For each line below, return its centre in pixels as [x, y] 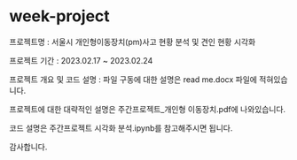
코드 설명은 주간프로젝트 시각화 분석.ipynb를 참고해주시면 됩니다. [121, 128]
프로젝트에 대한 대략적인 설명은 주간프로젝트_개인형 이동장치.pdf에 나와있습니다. [148, 109]
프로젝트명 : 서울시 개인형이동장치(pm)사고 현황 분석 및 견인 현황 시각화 [133, 42]
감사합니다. [28, 147]
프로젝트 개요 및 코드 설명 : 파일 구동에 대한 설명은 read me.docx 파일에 [133, 79]
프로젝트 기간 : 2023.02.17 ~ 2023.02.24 [81, 60]
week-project [60, 16]
